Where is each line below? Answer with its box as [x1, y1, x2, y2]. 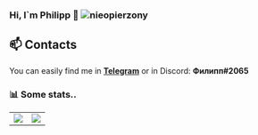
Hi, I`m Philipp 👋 [9, 9, 79, 21]
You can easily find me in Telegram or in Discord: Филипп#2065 [9, 65, 249, 75]
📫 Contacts [9, 37, 78, 52]
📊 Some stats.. [9, 88, 78, 100]
